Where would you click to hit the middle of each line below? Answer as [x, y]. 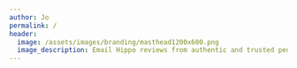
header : [23, 34]
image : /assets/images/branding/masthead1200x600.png [118, 42]
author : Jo [29, 17]
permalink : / [33, 26]
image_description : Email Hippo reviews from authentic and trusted [146, 50]
